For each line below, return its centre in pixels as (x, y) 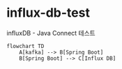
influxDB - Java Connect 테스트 (51, 33)
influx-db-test (48, 13)
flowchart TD (25, 46)
